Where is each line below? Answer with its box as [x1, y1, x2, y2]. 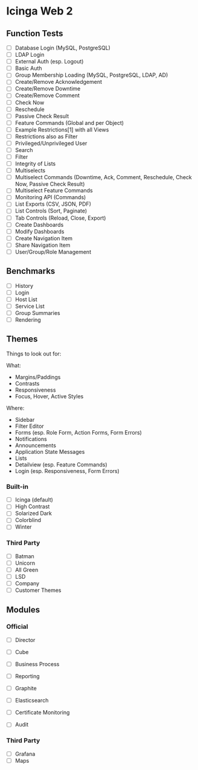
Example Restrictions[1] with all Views [14, 126, 109, 133]
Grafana [14, 750, 36, 757]
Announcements [14, 442, 56, 449]
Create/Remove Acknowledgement [14, 78, 103, 86]
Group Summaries [14, 309, 60, 316]
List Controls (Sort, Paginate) [14, 207, 88, 215]
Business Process [14, 660, 60, 667]
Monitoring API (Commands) [14, 194, 86, 201]
